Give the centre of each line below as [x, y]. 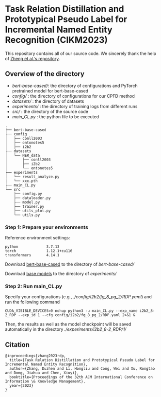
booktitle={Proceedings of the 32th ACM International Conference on [81, 377]
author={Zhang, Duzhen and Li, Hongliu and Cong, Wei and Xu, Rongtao [82, 369]
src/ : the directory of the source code [50, 111]
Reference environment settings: [38, 238]
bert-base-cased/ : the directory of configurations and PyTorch [75, 86]
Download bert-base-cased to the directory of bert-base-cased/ [70, 264]
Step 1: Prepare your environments [47, 227]
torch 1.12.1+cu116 [39, 251]
